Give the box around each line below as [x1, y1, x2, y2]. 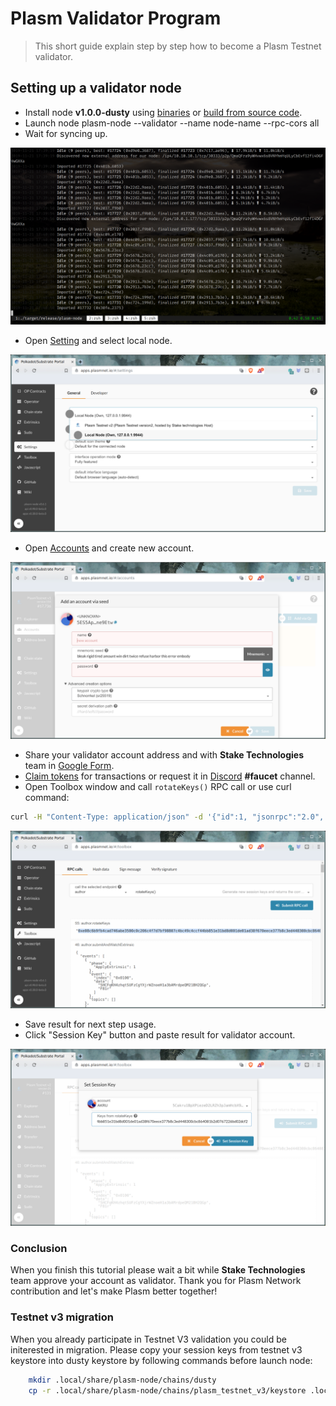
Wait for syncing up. [24, 127, 108, 139]
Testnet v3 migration [10, 1310, 114, 1324]
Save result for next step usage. [24, 1018, 157, 1030]
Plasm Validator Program [10, 7, 222, 30]
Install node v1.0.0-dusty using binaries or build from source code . [24, 106, 303, 118]
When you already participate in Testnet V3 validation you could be [10, 1333, 287, 1345]
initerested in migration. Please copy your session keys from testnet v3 [10, 1343, 303, 1356]
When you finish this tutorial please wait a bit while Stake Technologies [10, 1264, 306, 1276]
